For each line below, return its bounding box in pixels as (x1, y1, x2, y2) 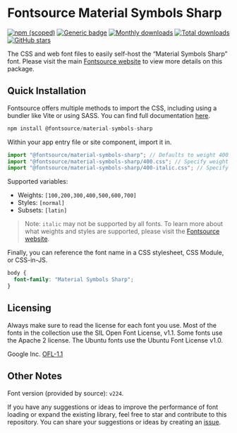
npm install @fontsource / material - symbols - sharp (7, 125, 153, 132)
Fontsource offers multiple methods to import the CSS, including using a (7, 104, 217, 112)
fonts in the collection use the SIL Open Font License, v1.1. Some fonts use (7, 328, 223, 337)
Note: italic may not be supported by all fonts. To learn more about (24, 220, 224, 228)
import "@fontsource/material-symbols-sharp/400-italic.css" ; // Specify (7, 165, 229, 172)
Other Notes (7, 370, 62, 382)
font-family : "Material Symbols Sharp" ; (13, 276, 134, 283)
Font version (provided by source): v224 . (7, 388, 124, 397)
